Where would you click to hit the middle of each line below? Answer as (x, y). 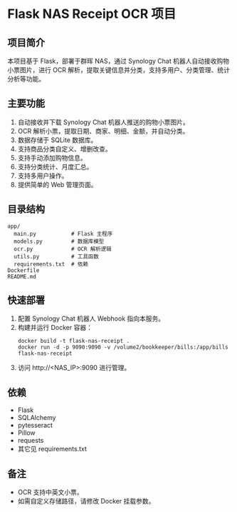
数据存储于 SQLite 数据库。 (57, 140)
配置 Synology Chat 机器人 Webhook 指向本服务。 (91, 318)
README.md (22, 276)
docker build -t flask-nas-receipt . (74, 341)
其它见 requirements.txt (52, 449)
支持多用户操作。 (43, 176)
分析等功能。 (26, 79)
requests (31, 441)
